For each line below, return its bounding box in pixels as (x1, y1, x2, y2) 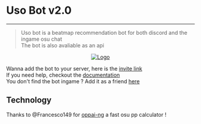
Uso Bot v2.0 (6, 4, 72, 17)
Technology (6, 95, 52, 105)
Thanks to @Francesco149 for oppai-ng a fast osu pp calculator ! (6, 111, 166, 118)
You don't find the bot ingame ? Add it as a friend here (6, 77, 140, 84)
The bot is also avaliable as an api (20, 41, 105, 49)
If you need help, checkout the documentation (6, 71, 120, 78)
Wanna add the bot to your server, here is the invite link (6, 65, 142, 72)
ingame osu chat (20, 35, 62, 43)
